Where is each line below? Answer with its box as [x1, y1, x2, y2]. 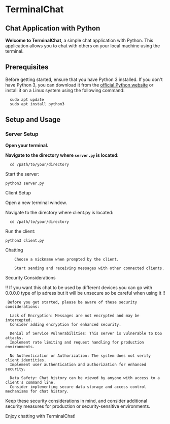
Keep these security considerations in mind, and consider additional [5, 398, 148, 404]
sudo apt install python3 [10, 101, 65, 106]
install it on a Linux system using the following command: [5, 87, 125, 93]
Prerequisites [5, 63, 49, 72]
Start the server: [5, 171, 40, 177]
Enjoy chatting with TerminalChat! [5, 413, 76, 419]
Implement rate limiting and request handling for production [10, 340, 144, 345]
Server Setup [5, 131, 39, 138]
